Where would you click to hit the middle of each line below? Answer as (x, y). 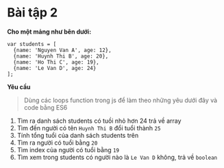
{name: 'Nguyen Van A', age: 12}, (62, 50)
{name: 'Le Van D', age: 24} (55, 68)
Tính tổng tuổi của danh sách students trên (78, 135)
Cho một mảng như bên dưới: (49, 32)
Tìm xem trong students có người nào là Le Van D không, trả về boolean (117, 157)
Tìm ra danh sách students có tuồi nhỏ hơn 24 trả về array (99, 121)
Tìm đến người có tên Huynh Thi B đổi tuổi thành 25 (89, 128)
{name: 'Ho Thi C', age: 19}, (56, 62)
